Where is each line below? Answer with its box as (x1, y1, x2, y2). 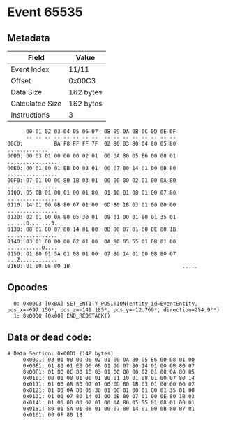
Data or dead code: (7, 332, 92, 344)
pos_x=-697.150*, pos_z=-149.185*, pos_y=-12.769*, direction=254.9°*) (7, 306, 220, 313)
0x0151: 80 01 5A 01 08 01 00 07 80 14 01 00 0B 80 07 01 (22, 405, 195, 412)
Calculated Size (10, 99, 62, 108)
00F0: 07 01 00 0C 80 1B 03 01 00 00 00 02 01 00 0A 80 (7, 177, 176, 184)
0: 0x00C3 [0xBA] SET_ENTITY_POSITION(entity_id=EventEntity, (13, 300, 198, 307)
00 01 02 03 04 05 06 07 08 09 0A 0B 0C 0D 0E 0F (25, 128, 176, 135)
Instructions (10, 110, 50, 120)
